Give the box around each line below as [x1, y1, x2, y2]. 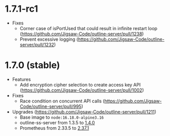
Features [12, 76, 31, 82]
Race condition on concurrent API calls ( [19, 98, 105, 104]
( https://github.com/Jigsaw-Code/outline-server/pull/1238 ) [19, 31, 144, 37]
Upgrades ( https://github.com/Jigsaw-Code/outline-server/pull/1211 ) [12, 108, 157, 115]
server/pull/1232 [19, 41, 55, 47]
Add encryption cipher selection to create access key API [19, 81, 141, 88]
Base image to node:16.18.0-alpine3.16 [19, 114, 104, 120]
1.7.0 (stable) [5, 60, 60, 71]
